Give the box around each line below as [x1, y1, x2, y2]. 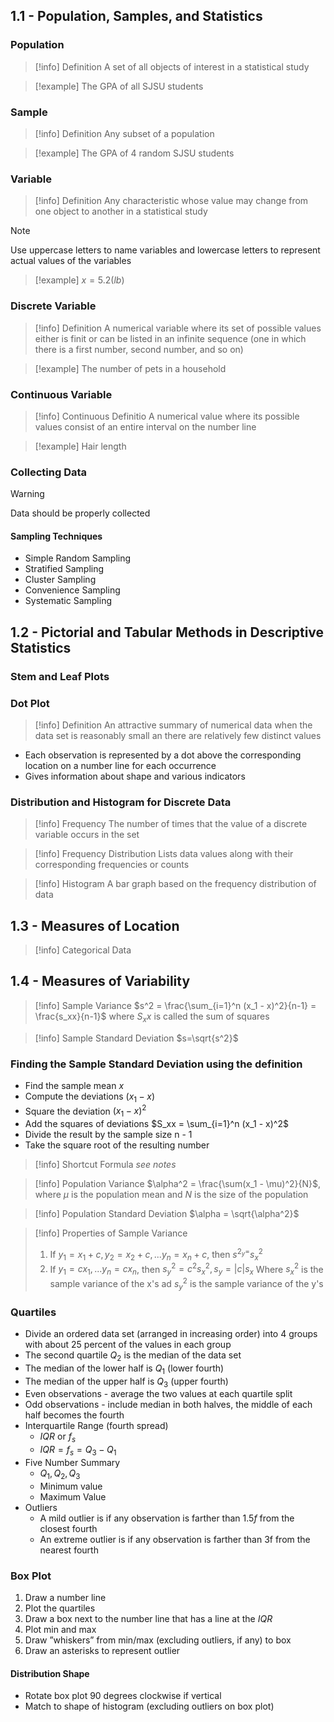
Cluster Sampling [24, 574, 97, 586]
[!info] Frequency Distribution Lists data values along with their [34, 848, 294, 860]
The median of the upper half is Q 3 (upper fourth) [24, 1375, 229, 1389]
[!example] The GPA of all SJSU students [34, 80, 204, 92]
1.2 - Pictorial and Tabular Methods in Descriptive [10, 624, 325, 641]
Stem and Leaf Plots [10, 669, 110, 683]
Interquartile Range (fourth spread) [24, 1420, 169, 1432]
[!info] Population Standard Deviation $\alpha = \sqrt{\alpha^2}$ [34, 1208, 300, 1220]
